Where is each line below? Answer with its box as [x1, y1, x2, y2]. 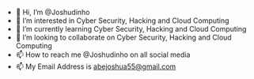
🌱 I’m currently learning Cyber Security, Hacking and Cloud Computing [15, 24, 247, 33]
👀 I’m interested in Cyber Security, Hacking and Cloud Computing [15, 16, 229, 25]
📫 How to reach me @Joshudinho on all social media [15, 50, 191, 59]
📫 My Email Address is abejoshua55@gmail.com [15, 62, 176, 71]
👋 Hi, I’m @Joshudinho [15, 8, 90, 17]
